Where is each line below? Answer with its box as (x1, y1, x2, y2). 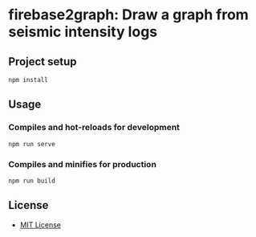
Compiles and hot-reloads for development (8, 122, 181, 133)
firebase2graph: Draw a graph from (8, 6, 249, 24)
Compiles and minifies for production (8, 158, 156, 170)
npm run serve (8, 140, 56, 148)
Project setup (8, 55, 78, 68)
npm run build (8, 177, 56, 185)
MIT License (19, 219, 62, 230)
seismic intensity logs (8, 22, 158, 41)
